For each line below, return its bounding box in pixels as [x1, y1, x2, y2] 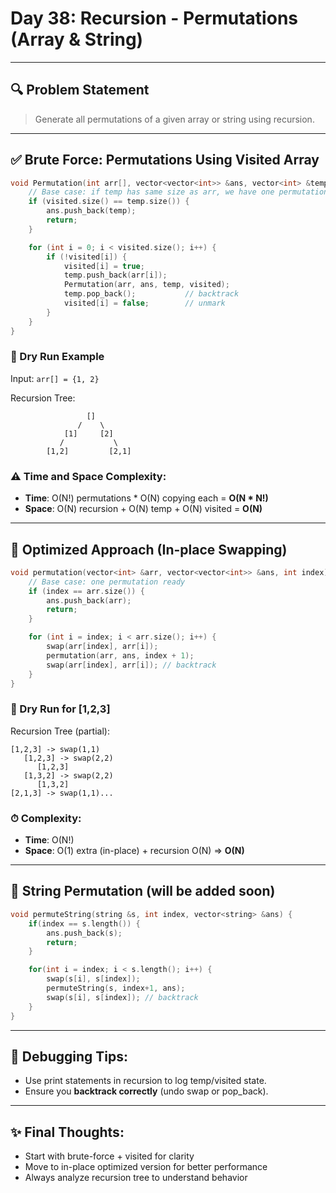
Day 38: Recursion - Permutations [10, 7, 298, 30]
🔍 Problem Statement [10, 82, 150, 99]
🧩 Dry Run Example [10, 350, 105, 364]
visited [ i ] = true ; [63, 261, 145, 271]
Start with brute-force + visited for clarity [24, 1150, 195, 1162]
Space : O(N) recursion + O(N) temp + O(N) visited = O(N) [24, 503, 263, 515]
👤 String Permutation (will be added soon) [10, 883, 276, 900]
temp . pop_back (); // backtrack [63, 289, 240, 299]
